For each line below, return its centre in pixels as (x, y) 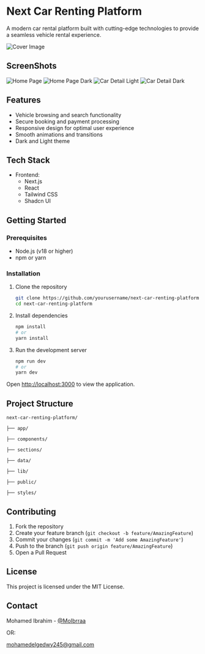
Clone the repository (41, 287)
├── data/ (19, 461)
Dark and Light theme (43, 141)
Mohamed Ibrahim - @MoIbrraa (46, 620)
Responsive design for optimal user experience (75, 128)
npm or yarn (31, 258)
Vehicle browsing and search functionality (68, 115)
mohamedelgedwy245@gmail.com (50, 644)
